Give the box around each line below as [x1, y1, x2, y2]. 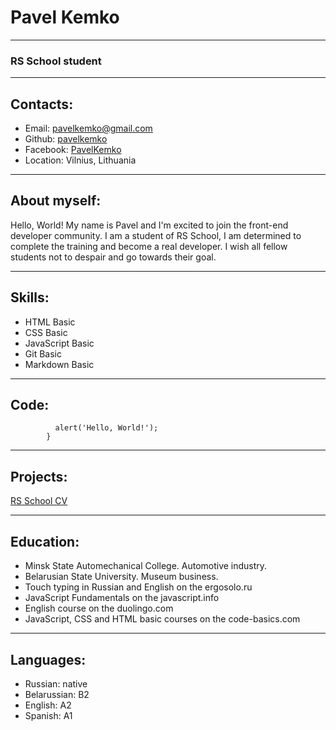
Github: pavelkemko [24, 133, 108, 145]
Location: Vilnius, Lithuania [24, 154, 137, 166]
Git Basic [24, 347, 62, 360]
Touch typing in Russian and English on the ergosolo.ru [24, 581, 253, 593]
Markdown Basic [24, 358, 95, 370]
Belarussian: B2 [24, 688, 90, 700]
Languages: [10, 651, 87, 668]
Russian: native [24, 677, 88, 690]
